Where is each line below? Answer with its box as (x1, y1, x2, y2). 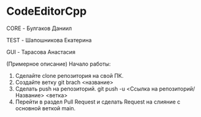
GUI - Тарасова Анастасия (6, 48, 75, 56)
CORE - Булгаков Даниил (6, 25, 72, 32)
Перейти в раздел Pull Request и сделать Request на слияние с (15, 98, 181, 105)
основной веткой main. (15, 104, 76, 111)
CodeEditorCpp (6, 4, 87, 18)
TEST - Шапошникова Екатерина (6, 36, 92, 43)
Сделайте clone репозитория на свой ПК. (15, 72, 124, 79)
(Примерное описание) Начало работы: (6, 60, 111, 67)
